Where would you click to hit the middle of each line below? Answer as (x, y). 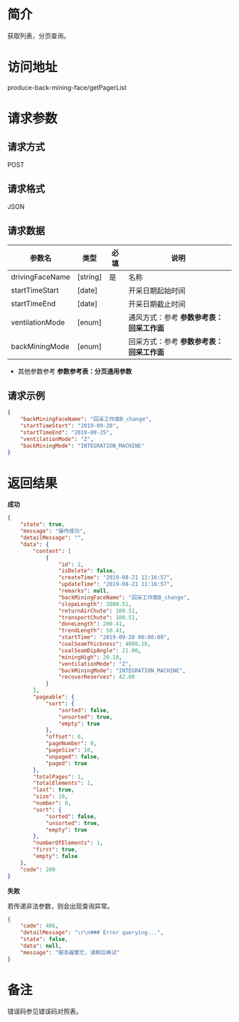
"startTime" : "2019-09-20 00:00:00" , (114, 637)
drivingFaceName (41, 277)
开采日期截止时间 (157, 304)
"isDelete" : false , (87, 571)
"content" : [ (52, 551)
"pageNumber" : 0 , (71, 744)
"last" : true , (54, 790)
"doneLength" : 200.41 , (92, 624)
